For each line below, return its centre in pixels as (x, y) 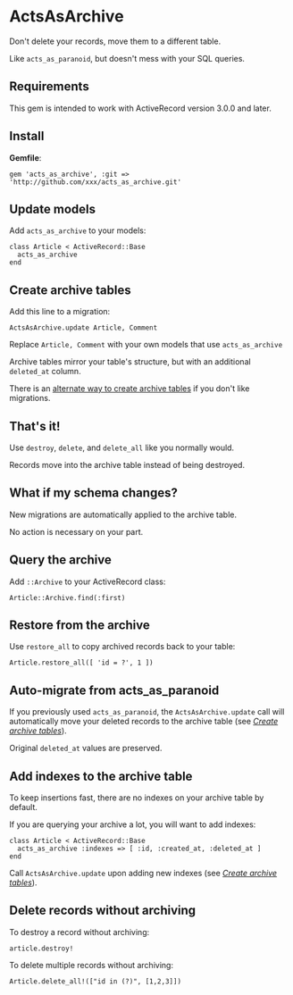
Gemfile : (25, 157)
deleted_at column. (46, 372)
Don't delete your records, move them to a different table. (115, 41)
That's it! (35, 426)
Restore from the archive (80, 626)
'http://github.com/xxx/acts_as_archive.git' (95, 182)
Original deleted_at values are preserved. (86, 748)
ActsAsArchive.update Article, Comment (84, 328)
